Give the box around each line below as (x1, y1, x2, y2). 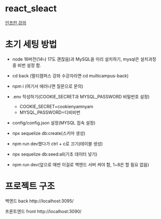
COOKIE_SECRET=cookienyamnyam (19, 103, 94, 109)
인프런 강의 (5, 20, 27, 26)
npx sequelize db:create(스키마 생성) (12, 130, 86, 136)
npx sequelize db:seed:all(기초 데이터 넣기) (12, 151, 97, 157)
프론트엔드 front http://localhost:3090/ (5, 208, 82, 214)
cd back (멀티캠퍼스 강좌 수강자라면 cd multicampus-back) (12, 72, 129, 79)
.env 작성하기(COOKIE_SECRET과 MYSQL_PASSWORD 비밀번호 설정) (12, 94, 150, 99)
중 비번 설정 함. (12, 62, 41, 68)
